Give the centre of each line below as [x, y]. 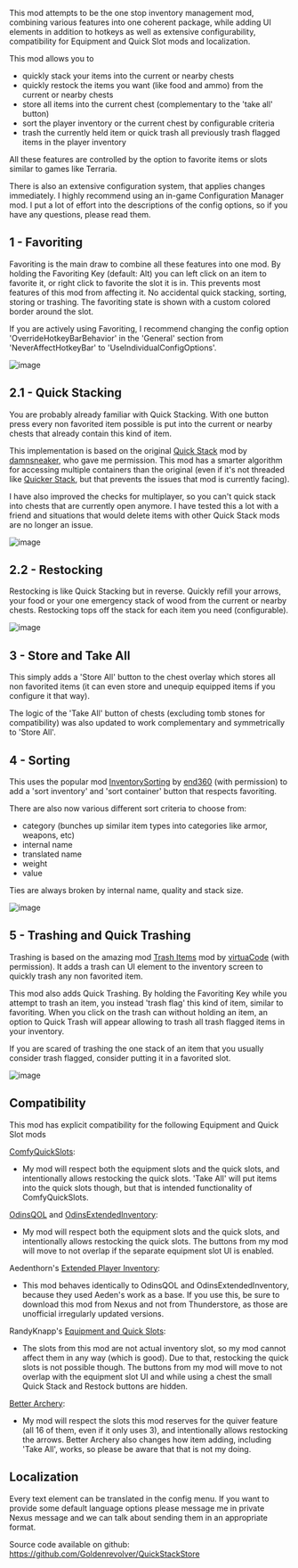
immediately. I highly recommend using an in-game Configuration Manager [147, 196]
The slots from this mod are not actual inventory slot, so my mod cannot [154, 1348]
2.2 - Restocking [56, 570]
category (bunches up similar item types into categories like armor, [145, 826]
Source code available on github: [70, 1544]
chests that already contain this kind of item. [90, 433]
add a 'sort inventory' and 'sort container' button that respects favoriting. [143, 792]
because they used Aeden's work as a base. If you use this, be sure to [151, 1294]
